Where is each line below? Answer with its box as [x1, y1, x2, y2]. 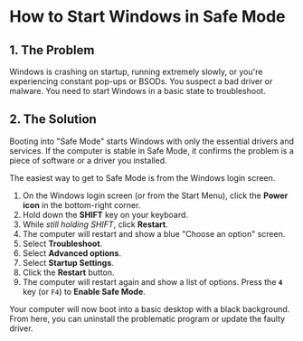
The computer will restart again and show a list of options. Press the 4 [22, 276, 283, 287]
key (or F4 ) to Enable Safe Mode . [22, 286, 147, 297]
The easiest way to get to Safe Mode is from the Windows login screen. [9, 172, 276, 183]
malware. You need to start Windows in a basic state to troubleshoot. [9, 86, 267, 96]
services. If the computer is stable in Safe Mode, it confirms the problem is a [9, 145, 294, 156]
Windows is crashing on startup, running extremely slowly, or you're [9, 66, 263, 77]
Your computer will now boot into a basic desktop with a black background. [9, 303, 290, 314]
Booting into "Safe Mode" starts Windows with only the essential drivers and [9, 136, 295, 147]
